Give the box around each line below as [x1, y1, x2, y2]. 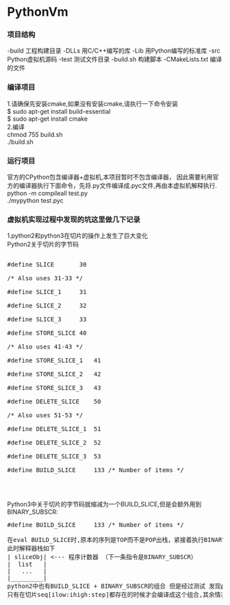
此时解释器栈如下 [7, 545, 55, 552]
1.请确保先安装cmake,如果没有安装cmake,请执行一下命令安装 [7, 99, 179, 108]
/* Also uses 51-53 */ [7, 412, 84, 419]
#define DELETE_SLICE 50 [7, 398, 101, 406]
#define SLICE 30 [7, 261, 87, 269]
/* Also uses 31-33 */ [7, 275, 84, 282]
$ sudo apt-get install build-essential [7, 107, 111, 115]
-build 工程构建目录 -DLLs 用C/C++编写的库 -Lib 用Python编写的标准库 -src [7, 47, 220, 55]
